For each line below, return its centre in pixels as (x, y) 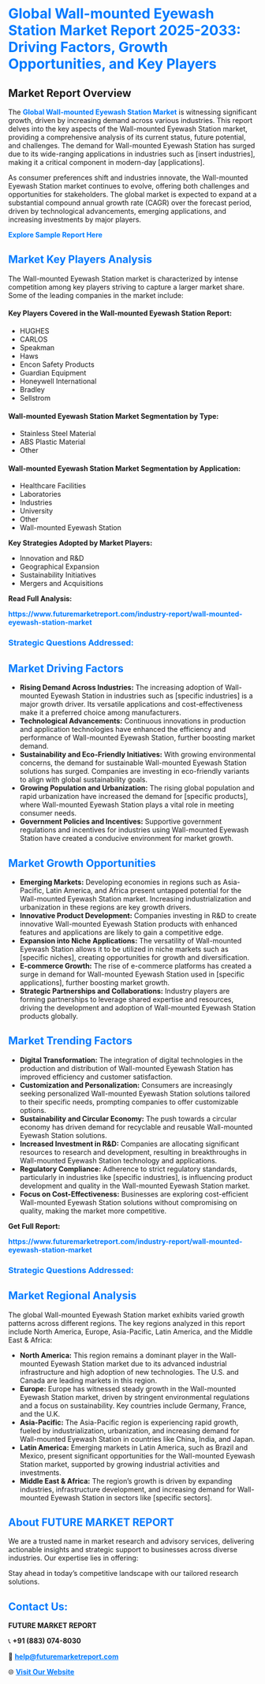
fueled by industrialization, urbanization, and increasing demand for (130, 1430)
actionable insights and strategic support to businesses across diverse (123, 1550)
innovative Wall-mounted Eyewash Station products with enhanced (129, 924)
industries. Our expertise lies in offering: (73, 1558)
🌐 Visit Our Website (41, 1672)
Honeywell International (58, 381)
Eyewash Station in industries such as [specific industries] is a (152, 696)
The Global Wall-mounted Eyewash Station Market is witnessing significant (132, 112)
